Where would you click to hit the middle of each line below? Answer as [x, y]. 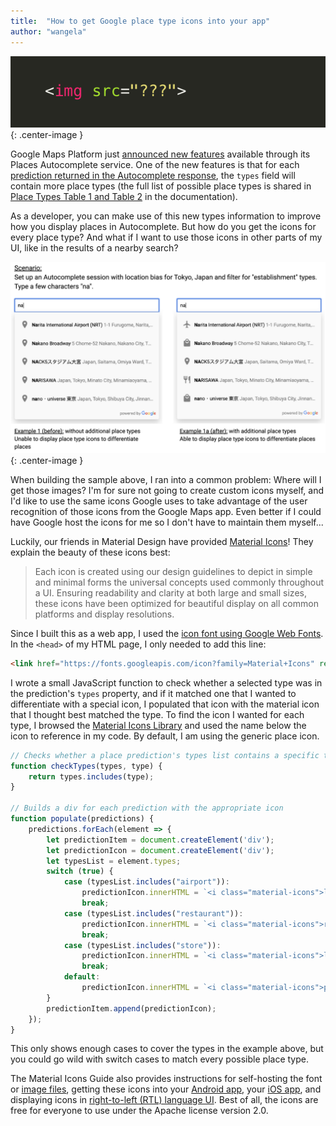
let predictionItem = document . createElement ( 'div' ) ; [160, 840]
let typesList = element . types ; [114, 861]
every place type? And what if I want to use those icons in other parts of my [166, 237]
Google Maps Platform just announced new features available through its [160, 154]
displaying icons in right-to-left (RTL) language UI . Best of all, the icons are [164, 1100]
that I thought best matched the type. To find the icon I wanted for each [157, 714]
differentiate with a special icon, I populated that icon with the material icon [165, 704]
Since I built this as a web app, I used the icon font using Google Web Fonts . [167, 633]
